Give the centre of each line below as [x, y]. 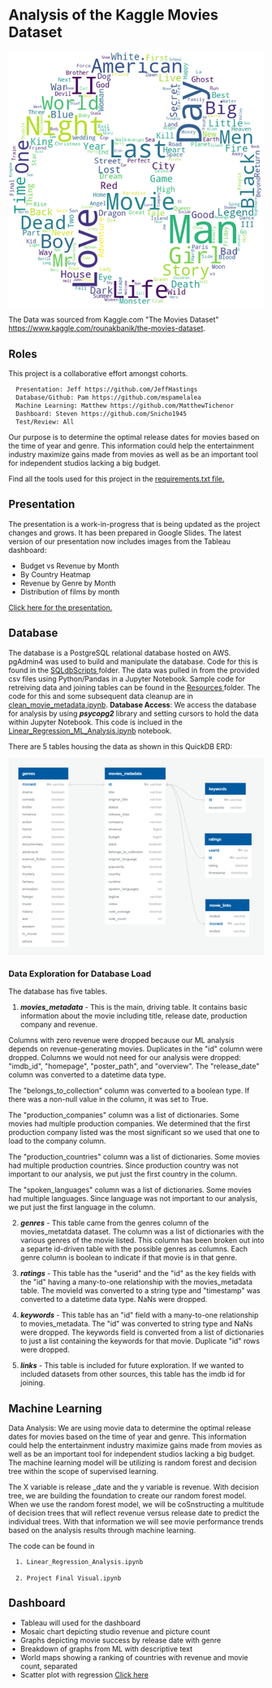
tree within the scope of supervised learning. [83, 1471]
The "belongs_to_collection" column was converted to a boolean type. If [129, 1091]
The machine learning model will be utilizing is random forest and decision [133, 1462]
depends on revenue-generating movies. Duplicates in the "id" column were [136, 1049]
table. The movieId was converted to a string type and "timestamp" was [140, 1291]
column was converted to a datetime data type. [87, 1075]
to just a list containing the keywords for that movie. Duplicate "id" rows [140, 1341]
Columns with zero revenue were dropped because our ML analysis [121, 1041]
